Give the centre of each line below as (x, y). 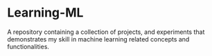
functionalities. (28, 46)
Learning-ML (45, 13)
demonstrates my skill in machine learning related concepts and (98, 39)
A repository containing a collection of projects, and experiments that (106, 32)
